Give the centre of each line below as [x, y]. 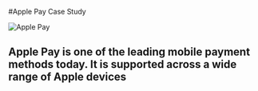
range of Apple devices [67, 77]
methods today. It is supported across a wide [123, 64]
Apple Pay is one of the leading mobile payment [129, 52]
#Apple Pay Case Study [47, 12]
